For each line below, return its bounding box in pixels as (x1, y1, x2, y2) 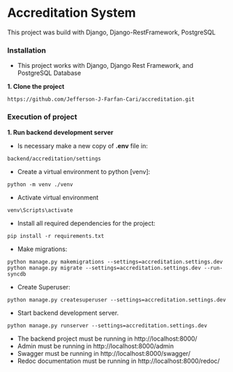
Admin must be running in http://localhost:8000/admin (17, 341, 174, 350)
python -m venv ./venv (7, 180, 73, 188)
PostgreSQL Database (17, 69, 82, 78)
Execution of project (7, 112, 77, 122)
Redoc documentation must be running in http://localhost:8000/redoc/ (17, 357, 220, 365)
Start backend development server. (17, 308, 119, 317)
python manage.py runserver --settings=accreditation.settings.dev (7, 322, 208, 329)
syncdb (7, 271, 27, 278)
